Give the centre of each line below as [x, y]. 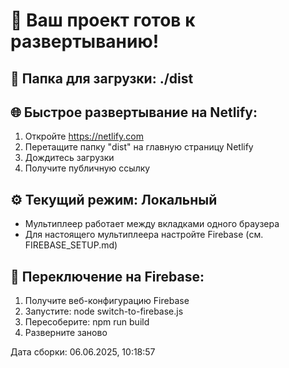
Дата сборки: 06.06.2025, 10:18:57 [83, 352]
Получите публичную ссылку [87, 168]
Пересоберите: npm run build [87, 322]
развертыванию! [85, 41]
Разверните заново [66, 333]
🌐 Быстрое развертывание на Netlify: [134, 112]
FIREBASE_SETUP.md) [71, 245]
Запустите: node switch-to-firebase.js [104, 311]
